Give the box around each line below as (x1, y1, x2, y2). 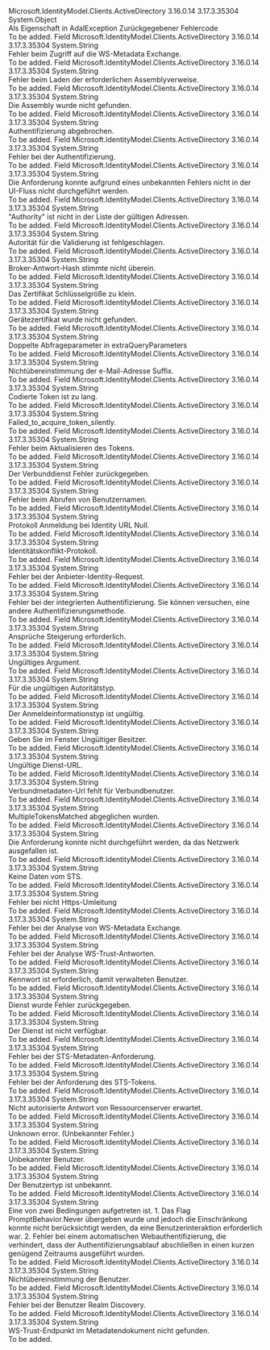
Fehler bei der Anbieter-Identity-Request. (8, 572, 145, 581)
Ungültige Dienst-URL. (8, 760, 83, 769)
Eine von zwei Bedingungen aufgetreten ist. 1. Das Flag (8, 1206, 191, 1215)
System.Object (8, 15, 57, 24)
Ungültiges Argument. (8, 657, 82, 667)
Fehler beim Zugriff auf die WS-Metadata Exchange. (8, 49, 182, 58)
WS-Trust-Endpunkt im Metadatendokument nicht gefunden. (8, 1326, 210, 1335)
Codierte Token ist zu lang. (8, 392, 98, 401)
